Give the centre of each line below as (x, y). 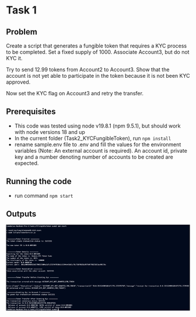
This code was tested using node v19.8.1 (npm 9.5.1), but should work (97, 126)
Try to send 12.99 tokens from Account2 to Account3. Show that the (88, 70)
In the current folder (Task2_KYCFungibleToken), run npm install (93, 138)
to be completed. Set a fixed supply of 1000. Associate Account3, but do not (98, 52)
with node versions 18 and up (50, 132)
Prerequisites (31, 112)
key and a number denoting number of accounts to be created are (94, 157)
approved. (18, 82)
